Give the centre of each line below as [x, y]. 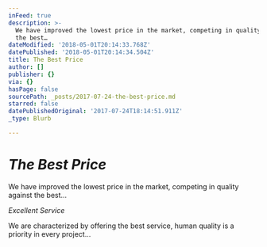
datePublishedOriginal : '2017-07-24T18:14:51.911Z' [95, 112]
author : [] [26, 67]
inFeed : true [30, 15]
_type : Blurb [30, 119]
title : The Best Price [46, 60]
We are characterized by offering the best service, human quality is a [121, 226]
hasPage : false [33, 89]
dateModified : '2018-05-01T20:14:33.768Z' [79, 45]
